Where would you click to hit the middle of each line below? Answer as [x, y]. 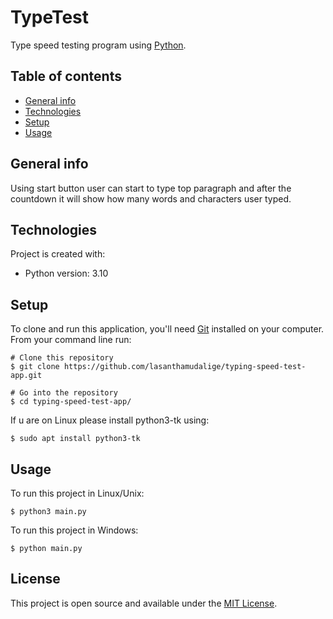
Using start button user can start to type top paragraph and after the [151, 188]
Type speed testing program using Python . [98, 45]
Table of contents [66, 76]
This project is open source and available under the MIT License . [144, 603]
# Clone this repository [62, 358]
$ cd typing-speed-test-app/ [71, 402]
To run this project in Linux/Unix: [77, 493]
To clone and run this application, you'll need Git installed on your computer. [167, 329]
